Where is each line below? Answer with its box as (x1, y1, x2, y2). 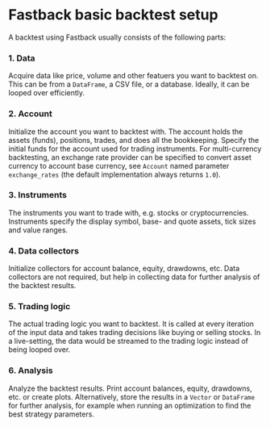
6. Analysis (8, 365, 54, 376)
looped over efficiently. (8, 88, 85, 98)
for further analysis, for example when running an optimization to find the (8, 400, 251, 410)
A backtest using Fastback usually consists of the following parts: (8, 32, 226, 42)
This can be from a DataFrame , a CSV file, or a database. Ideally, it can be (8, 79, 250, 90)
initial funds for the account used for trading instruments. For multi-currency (8, 144, 262, 153)
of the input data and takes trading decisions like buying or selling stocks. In (8, 328, 261, 337)
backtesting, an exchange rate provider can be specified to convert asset (8, 152, 252, 162)
